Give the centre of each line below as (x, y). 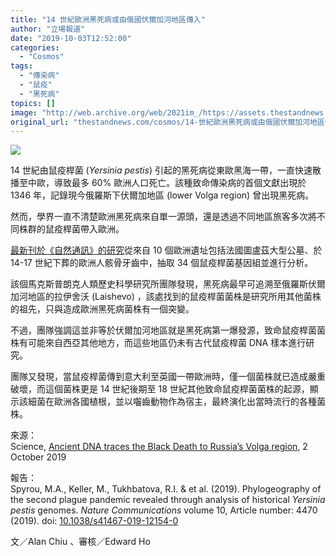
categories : (35, 47)
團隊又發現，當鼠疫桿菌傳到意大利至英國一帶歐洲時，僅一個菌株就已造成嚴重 (168, 377)
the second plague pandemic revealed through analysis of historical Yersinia (168, 500)
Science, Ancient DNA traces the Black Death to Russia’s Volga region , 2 (159, 447)
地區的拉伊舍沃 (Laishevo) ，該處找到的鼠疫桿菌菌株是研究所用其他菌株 (174, 297)
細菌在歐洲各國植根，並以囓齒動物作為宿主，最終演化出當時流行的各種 (172, 402)
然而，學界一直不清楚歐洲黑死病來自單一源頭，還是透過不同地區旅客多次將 (163, 217)
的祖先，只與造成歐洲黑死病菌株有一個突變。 (102, 309)
